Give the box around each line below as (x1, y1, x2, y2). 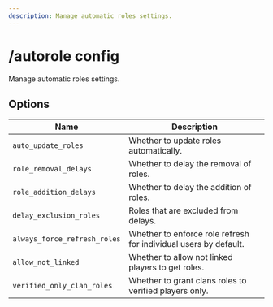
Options (8, 97, 50, 110)
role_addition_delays (12, 188, 96, 197)
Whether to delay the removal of (128, 158, 252, 170)
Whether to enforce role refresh (128, 228, 249, 240)
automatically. (128, 145, 183, 157)
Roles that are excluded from (128, 205, 239, 216)
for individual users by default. (128, 239, 245, 250)
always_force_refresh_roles (12, 235, 121, 244)
